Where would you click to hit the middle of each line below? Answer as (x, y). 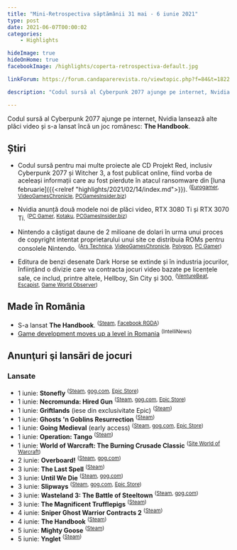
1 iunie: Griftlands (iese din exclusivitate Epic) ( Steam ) (95, 410)
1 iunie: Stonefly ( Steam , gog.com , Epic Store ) (78, 392)
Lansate (22, 376)
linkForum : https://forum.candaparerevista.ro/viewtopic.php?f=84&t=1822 (119, 79)
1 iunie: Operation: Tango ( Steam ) (65, 436)
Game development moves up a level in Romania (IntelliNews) (105, 333)
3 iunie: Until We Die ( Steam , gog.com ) (71, 477)
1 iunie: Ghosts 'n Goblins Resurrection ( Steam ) (86, 419)
